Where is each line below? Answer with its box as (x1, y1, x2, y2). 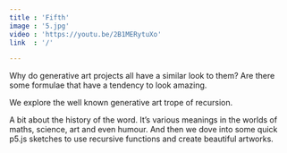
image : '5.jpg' (9, 21, 70, 30)
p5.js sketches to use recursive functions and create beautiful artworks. (9, 133, 274, 144)
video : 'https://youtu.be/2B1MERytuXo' (9, 30, 163, 38)
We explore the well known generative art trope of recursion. (9, 98, 233, 108)
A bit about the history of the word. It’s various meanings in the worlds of (9, 115, 278, 125)
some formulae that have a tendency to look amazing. (9, 80, 207, 90)
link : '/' (9, 38, 54, 47)
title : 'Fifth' (9, 13, 70, 22)
